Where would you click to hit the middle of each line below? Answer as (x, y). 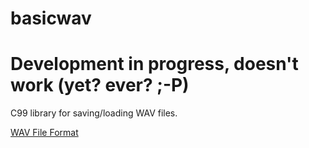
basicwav (51, 18)
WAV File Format (44, 133)
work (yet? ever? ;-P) (100, 85)
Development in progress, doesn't (154, 64)
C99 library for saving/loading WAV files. (94, 113)
